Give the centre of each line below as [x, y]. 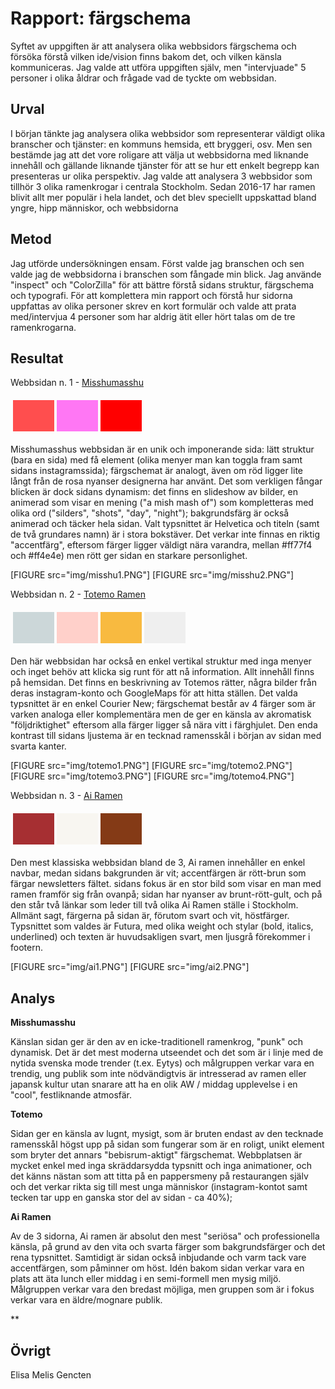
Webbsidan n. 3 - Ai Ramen [66, 796]
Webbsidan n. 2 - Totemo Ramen [78, 594]
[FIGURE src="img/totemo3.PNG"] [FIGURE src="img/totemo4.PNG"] [152, 776]
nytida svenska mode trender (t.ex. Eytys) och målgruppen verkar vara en [162, 1063]
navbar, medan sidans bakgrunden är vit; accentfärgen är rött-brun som [158, 873]
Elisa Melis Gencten [51, 1375]
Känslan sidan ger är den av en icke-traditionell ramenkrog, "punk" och [157, 1042]
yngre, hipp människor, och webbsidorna [94, 208]
